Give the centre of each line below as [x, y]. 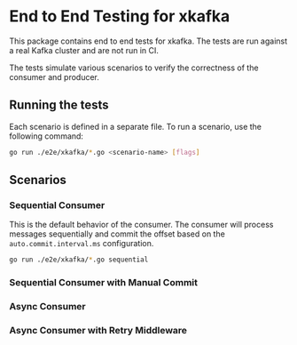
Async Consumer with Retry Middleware [98, 330]
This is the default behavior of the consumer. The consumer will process [141, 225]
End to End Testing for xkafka [120, 16]
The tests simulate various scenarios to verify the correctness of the [134, 68]
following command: [47, 136]
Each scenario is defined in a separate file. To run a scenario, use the [136, 126]
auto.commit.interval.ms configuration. [82, 244]
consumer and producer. [55, 76]
